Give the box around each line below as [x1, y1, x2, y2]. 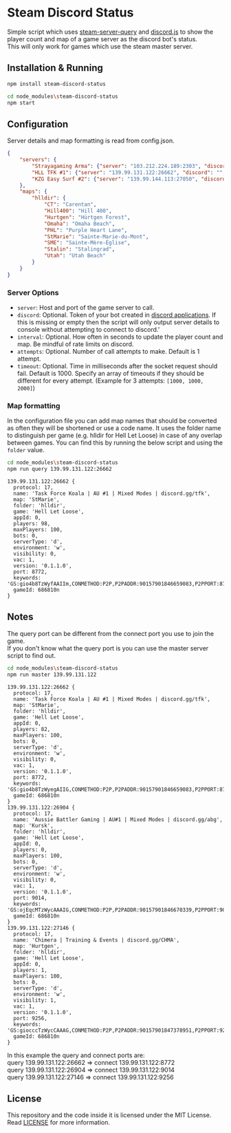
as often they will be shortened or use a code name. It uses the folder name [7, 424, 221, 432]
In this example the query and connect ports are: [7, 1051, 146, 1059]
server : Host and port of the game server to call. [16, 303, 155, 311]
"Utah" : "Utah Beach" [43, 253, 107, 260]
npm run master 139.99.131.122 [7, 671, 97, 678]
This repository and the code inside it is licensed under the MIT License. [7, 1111, 212, 1119]
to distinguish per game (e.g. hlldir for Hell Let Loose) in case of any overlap [7, 432, 222, 440]
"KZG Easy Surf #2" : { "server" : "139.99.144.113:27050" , [32, 176, 198, 182]
